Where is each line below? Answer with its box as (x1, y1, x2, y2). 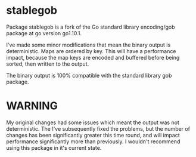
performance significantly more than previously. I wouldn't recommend (6, 138, 181, 145)
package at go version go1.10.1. (6, 29, 82, 36)
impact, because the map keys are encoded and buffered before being (6, 54, 180, 61)
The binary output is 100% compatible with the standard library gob (6, 72, 172, 79)
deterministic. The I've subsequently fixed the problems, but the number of (6, 125, 191, 132)
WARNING (6, 99, 58, 113)
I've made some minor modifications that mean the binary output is (6, 41, 171, 48)
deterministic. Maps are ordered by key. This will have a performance (6, 47, 176, 54)
